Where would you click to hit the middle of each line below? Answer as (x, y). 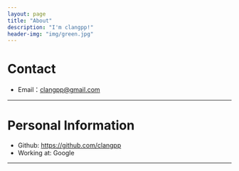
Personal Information (71, 126)
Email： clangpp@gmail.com (59, 90)
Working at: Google (46, 153)
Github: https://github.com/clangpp (69, 145)
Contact (32, 69)
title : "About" (30, 21)
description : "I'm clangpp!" (51, 27)
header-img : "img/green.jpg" (51, 34)
